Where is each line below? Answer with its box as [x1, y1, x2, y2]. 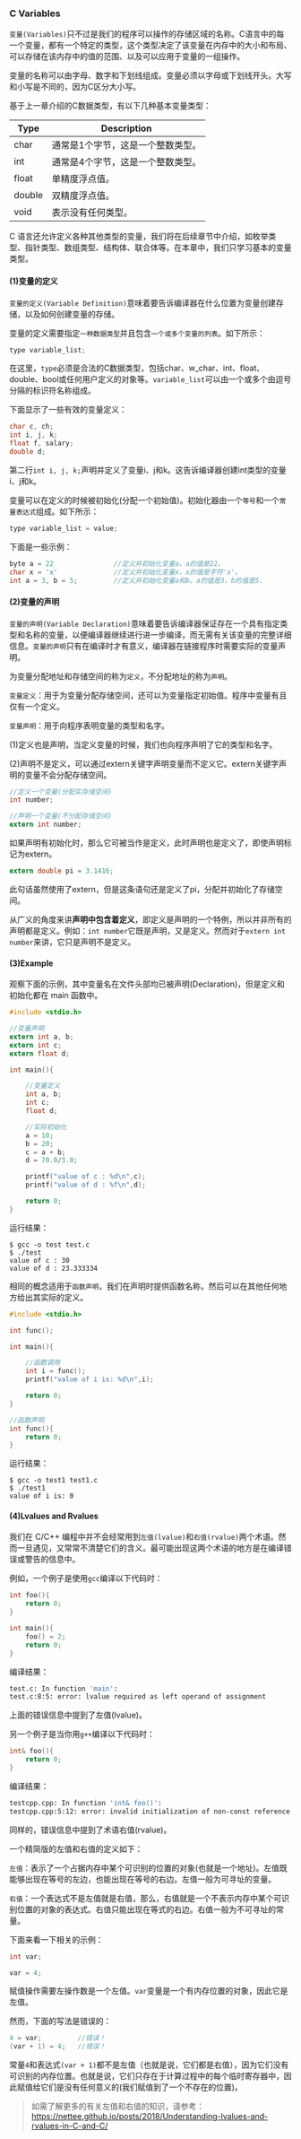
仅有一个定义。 [9, 700, 64, 711]
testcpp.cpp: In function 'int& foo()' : [9, 1798, 163, 1807]
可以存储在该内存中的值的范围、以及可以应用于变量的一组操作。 [9, 51, 245, 62]
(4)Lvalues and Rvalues [9, 1510, 99, 1521]
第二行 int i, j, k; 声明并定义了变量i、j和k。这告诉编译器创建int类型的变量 [9, 465, 287, 475]
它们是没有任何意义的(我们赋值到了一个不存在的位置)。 [39, 2082, 244, 2092]
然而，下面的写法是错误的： [9, 2016, 112, 2027]
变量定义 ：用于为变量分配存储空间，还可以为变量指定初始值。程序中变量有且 [9, 690, 288, 700]
